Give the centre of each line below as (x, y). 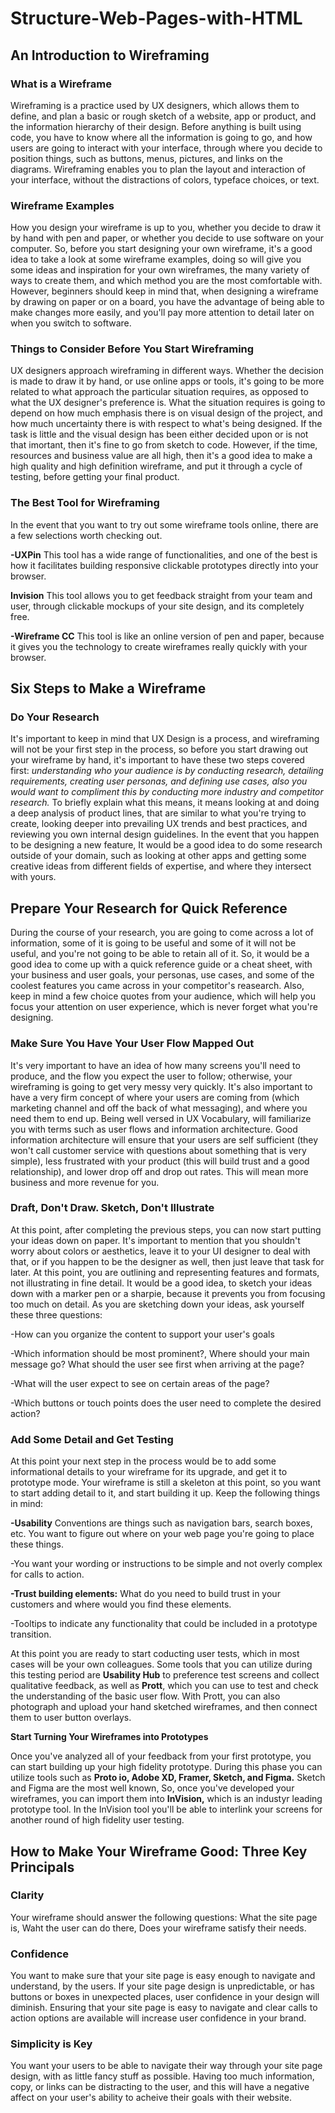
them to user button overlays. (71, 1718)
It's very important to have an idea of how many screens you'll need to (155, 1065)
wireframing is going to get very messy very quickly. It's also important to (161, 1086)
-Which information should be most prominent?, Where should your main (160, 1353)
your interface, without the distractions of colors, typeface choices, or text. (165, 179)
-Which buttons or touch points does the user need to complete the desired (166, 1403)
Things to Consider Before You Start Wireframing (132, 349)
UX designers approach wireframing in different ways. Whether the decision (167, 371)
